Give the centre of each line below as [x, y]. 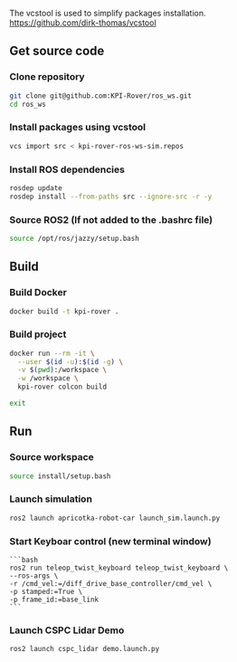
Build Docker [38, 293]
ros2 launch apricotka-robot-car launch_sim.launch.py [115, 518]
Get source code [57, 51]
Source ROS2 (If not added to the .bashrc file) [111, 219]
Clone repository [47, 77]
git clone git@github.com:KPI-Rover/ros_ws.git [101, 96]
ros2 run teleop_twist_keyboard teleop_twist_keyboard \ [119, 568]
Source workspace [52, 457]
